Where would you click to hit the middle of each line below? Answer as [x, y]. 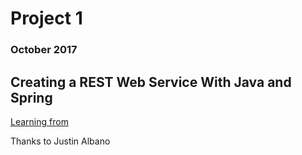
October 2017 [44, 50]
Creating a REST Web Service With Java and [151, 82]
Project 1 [46, 18]
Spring [31, 97]
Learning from [39, 121]
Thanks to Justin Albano [60, 141]
